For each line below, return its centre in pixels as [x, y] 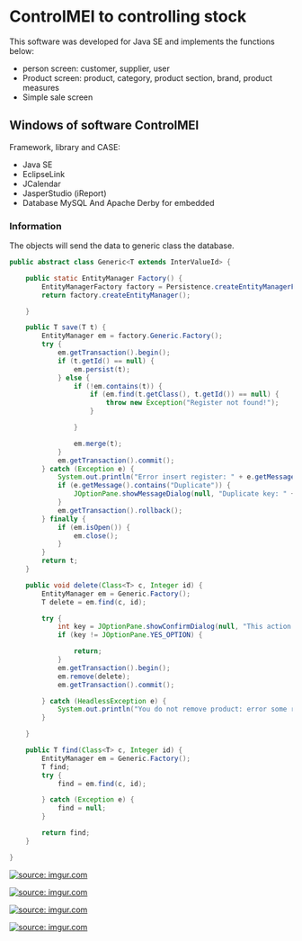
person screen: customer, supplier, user [96, 68]
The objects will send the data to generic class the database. [122, 246]
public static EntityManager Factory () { [104, 278]
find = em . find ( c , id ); [102, 784]
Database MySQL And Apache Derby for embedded [118, 202]
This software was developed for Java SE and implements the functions [142, 41]
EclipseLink [44, 174]
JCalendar [41, 184]
